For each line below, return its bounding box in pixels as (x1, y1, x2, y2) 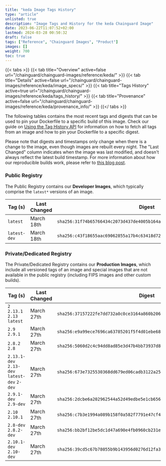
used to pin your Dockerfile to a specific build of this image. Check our (5, 118, 149, 124)
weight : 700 (5, 49, 30, 53)
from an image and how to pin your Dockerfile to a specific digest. (5, 129, 140, 135)
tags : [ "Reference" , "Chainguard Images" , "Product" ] (5, 40, 119, 45)
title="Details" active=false (5, 77, 60, 83)
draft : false (5, 35, 32, 40)
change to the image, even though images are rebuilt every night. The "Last (5, 144, 159, 150)
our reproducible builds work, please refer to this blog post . (5, 159, 126, 166)
